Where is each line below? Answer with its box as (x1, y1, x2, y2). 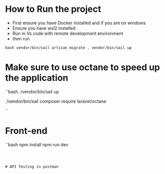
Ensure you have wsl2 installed (12, 25, 76, 31)
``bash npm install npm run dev (5, 141, 68, 147)
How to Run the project (5, 3, 102, 15)
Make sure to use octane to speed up (5, 62, 160, 73)
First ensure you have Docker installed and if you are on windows (12, 20, 146, 26)
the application (5, 72, 68, 84)
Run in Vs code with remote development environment (12, 30, 123, 36)
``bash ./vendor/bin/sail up (5, 88, 59, 95)
